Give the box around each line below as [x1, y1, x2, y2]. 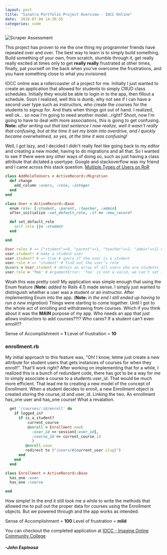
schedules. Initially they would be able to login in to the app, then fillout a [5, 91, 155, 97]
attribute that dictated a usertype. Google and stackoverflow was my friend [5, 159, 159, 165]
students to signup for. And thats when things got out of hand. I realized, [5, 107, 154, 113]
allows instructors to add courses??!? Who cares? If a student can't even [5, 316, 154, 321]
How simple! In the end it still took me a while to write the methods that [5, 498, 150, 504]
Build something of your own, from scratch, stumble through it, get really [5, 55, 154, 61]
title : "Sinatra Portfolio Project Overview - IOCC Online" [5, 12, 133, 17]
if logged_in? [14, 411, 43, 416]
